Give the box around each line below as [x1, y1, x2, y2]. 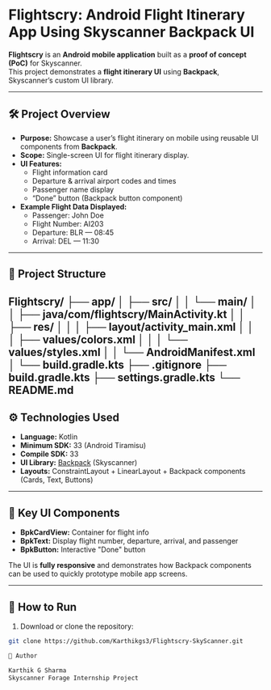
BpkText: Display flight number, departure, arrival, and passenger [19, 536, 239, 546]
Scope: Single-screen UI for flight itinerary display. [19, 150, 190, 159]
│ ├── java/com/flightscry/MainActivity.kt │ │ [8, 307, 246, 321]
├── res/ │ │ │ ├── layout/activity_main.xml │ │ [8, 320, 254, 333]
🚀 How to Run [8, 600, 77, 614]
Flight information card [31, 167, 108, 177]
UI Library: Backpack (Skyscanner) [19, 458, 138, 468]
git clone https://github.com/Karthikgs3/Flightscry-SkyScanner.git [8, 637, 244, 645]
